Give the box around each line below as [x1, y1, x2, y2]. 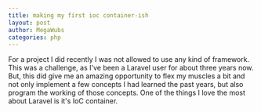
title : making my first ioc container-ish [8, 11, 149, 20]
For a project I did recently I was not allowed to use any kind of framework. [8, 55, 249, 64]
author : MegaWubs [8, 26, 65, 34]
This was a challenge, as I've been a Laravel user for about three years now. [8, 63, 254, 73]
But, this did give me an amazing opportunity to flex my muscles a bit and [8, 71, 245, 81]
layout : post [8, 19, 51, 27]
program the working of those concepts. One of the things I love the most [8, 88, 245, 98]
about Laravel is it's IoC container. [8, 96, 118, 106]
